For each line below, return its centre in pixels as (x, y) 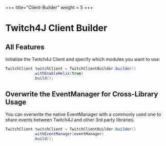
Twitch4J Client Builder (56, 28)
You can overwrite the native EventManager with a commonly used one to (83, 114)
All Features (25, 47)
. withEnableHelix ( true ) (58, 73)
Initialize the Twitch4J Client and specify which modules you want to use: (83, 59)
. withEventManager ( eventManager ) (68, 134)
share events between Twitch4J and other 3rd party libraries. (70, 120)
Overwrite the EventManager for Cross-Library (82, 94)
